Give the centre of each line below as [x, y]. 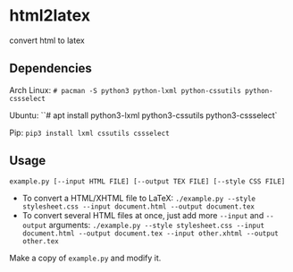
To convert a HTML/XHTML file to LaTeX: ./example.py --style [139, 198]
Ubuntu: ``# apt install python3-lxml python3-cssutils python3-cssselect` [143, 115]
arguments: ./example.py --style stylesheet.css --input [157, 225]
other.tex [41, 241]
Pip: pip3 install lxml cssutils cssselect [89, 132]
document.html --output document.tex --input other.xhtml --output [150, 234]
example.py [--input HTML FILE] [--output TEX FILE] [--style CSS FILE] [147, 181]
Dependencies [50, 68]
